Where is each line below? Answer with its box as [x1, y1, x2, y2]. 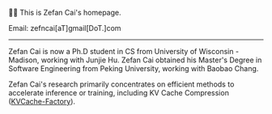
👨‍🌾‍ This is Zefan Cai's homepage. [8, 8, 121, 17]
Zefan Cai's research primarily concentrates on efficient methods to [8, 79, 235, 89]
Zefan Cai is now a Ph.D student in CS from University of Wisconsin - [8, 47, 240, 56]
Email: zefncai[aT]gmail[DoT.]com [8, 23, 121, 32]
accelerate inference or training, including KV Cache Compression [8, 88, 229, 97]
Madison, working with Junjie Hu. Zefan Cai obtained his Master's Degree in [8, 55, 262, 65]
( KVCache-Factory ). [8, 97, 75, 106]
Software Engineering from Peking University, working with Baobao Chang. [8, 64, 259, 73]
